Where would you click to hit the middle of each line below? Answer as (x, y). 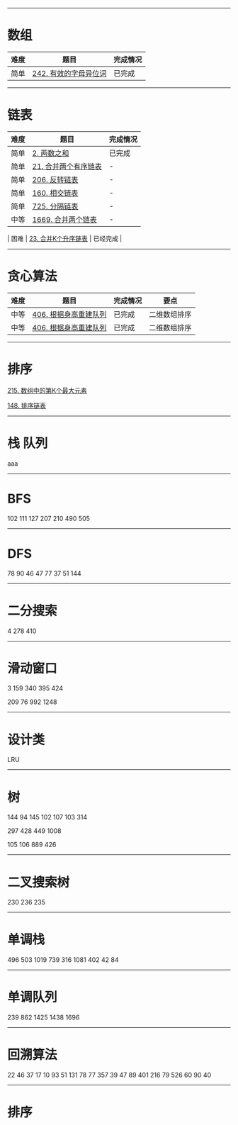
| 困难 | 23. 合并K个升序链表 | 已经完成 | (65, 238)
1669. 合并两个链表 (65, 219)
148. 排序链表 (27, 405)
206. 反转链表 (55, 179)
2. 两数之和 (51, 153)
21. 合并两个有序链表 (67, 166)
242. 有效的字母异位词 (69, 73)
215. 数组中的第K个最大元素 (47, 390)
